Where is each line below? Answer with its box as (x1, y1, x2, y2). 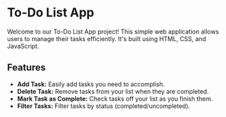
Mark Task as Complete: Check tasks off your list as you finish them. (16, 94, 214, 103)
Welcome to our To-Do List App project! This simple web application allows (7, 27, 219, 36)
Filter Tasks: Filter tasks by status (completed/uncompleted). (16, 101, 190, 110)
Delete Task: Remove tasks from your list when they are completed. (16, 87, 209, 95)
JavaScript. (7, 42, 40, 50)
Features (7, 62, 46, 73)
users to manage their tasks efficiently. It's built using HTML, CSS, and (7, 34, 207, 42)
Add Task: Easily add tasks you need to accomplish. (16, 80, 165, 88)
